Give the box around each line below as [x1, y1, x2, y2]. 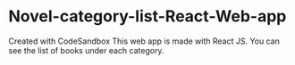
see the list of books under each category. [8, 45, 164, 55]
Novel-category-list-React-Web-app [8, 6, 287, 27]
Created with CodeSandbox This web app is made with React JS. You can [8, 36, 281, 46]
